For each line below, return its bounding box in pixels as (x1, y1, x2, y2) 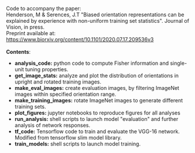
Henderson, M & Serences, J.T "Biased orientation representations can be (6, 11, 184, 18)
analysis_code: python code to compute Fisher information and (14, 60, 169, 67)
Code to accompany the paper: (6, 5, 81, 12)
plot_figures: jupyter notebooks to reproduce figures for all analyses (14, 109, 180, 116)
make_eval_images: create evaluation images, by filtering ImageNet (14, 85, 180, 91)
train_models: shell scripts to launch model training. (14, 140, 141, 147)
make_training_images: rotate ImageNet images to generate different (14, 97, 183, 104)
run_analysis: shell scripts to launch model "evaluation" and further (14, 116, 179, 122)
